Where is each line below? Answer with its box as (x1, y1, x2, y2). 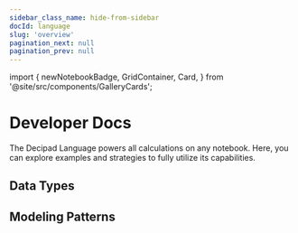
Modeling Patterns (9, 209, 116, 224)
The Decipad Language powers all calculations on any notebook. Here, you (9, 143, 289, 154)
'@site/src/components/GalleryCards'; (9, 81, 153, 92)
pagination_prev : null (9, 47, 95, 56)
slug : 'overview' (9, 30, 75, 39)
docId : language (9, 22, 70, 31)
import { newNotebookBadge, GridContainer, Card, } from (9, 71, 224, 82)
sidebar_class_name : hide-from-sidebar (9, 13, 160, 23)
